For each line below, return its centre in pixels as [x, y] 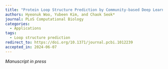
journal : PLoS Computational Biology [44, 19]
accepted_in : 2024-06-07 [31, 47]
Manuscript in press [26, 61]
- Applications [25, 28]
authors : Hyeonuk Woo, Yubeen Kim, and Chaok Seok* [60, 14]
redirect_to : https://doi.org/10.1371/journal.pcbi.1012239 [69, 42]
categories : [17, 24]
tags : [11, 33]
